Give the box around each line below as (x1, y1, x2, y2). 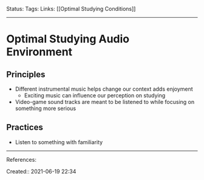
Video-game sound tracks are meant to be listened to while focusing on (15, 99, 195, 105)
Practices (6, 122, 44, 133)
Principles (6, 69, 46, 80)
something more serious (15, 105, 76, 112)
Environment (6, 45, 73, 59)
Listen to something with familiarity (15, 138, 103, 145)
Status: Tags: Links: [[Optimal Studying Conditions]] (6, 5, 136, 12)
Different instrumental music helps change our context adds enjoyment (15, 85, 193, 92)
